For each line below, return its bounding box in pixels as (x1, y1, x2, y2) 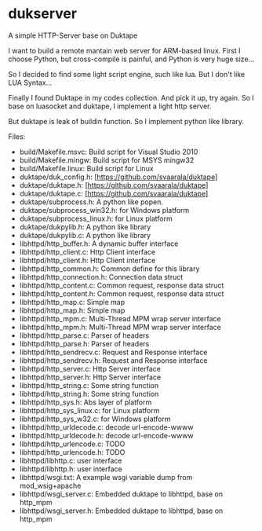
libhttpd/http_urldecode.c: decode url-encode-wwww (19, 422, 194, 432)
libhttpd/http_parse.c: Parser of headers (19, 331, 150, 340)
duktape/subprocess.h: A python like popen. (19, 197, 163, 207)
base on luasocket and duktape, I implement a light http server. (8, 101, 212, 111)
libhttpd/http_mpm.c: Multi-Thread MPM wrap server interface (19, 313, 221, 323)
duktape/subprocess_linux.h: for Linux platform (19, 214, 173, 223)
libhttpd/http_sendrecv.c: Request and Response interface (19, 347, 208, 357)
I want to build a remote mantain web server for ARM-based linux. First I (8, 46, 241, 55)
